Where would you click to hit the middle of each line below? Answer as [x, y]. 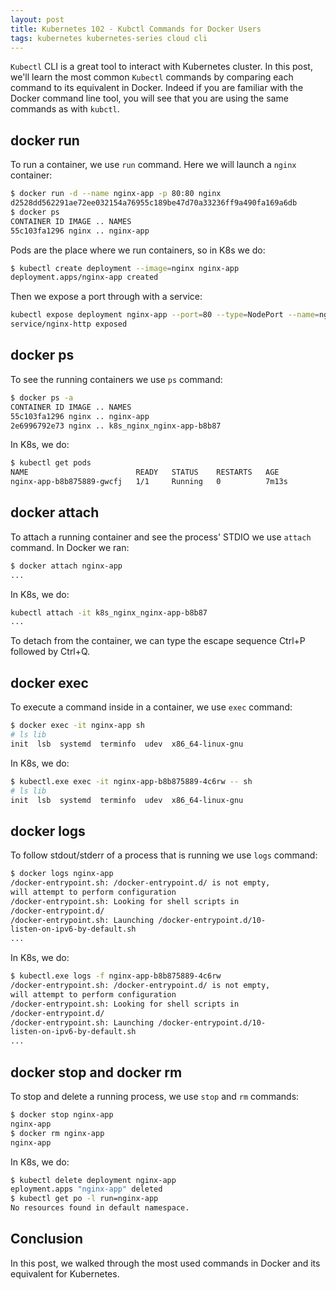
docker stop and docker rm [96, 1072]
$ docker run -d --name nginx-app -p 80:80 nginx [116, 194]
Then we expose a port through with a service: [106, 297]
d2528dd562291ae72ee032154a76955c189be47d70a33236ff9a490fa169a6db [154, 203]
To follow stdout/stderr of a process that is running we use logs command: [164, 855]
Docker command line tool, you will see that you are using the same [149, 98]
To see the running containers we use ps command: [116, 379]
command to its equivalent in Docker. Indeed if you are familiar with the [157, 88]
